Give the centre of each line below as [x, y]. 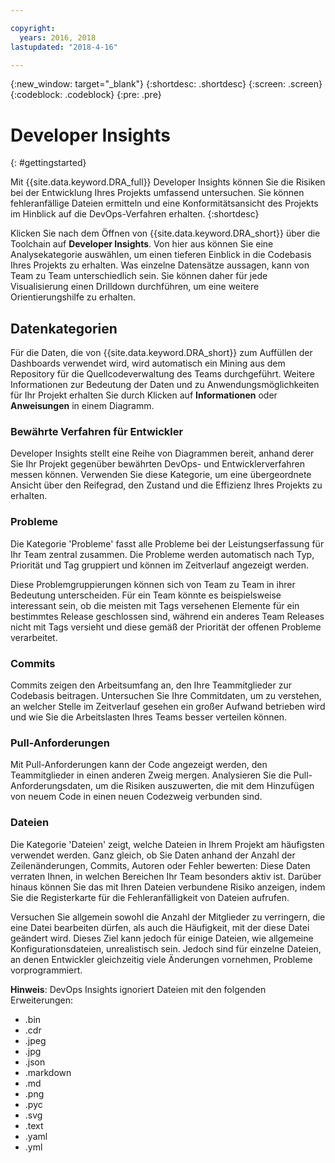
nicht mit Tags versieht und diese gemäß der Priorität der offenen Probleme [166, 627]
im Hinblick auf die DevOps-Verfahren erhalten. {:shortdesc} [135, 214]
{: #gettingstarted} [48, 163]
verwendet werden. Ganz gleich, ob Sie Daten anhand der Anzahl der [153, 855]
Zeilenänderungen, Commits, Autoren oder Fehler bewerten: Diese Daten [160, 865]
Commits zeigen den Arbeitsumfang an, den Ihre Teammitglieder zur [151, 685]
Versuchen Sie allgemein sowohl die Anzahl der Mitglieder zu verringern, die [168, 917]
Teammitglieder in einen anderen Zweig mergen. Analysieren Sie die [151, 775]
